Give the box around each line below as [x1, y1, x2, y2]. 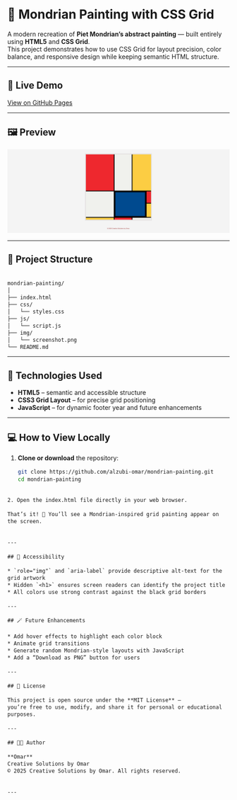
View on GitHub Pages [7, 98, 73, 107]
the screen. [7, 518, 42, 525]
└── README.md [7, 343, 49, 351]
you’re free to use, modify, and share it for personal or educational [7, 704, 222, 711]
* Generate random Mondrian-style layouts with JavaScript [7, 647, 185, 654]
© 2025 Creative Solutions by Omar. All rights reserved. [7, 767, 181, 775]
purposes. [7, 711, 37, 718]
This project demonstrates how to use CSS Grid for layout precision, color [7, 45, 222, 53]
